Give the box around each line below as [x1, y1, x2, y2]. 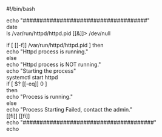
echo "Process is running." [6, 93, 73, 100]
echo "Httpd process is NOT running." [6, 61, 101, 68]
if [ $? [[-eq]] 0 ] [6, 80, 47, 87]
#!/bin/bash [6, 5, 35, 12]
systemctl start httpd [6, 74, 58, 81]
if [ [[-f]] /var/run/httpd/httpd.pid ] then [6, 42, 104, 48]
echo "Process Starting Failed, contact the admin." [6, 106, 132, 113]
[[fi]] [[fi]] [6, 112, 30, 119]
